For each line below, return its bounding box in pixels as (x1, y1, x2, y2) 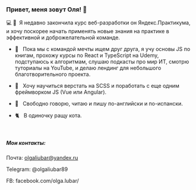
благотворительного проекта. (14, 71, 91, 78)
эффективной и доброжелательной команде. (6, 34, 121, 41)
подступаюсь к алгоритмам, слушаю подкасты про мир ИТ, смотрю (14, 58, 189, 65)
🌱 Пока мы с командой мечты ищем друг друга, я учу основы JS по (14, 46, 191, 53)
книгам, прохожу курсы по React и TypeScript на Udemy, (14, 52, 159, 59)
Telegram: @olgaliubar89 (6, 166, 68, 173)
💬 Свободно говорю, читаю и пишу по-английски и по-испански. (14, 100, 183, 107)
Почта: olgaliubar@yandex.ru (6, 154, 78, 161)
